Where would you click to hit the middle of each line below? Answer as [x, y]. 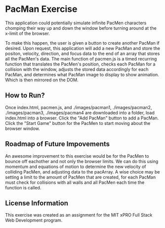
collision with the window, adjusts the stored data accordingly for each [77, 69]
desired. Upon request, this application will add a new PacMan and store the [83, 48]
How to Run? [25, 95]
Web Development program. [34, 220]
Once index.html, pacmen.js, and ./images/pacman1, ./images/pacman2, [79, 107]
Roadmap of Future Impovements [58, 144]
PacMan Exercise [41, 9]
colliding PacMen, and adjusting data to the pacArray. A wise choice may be [82, 171]
